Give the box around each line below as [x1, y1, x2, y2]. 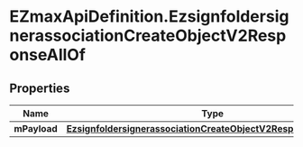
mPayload [14, 123, 59, 134]
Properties [9, 80, 70, 96]
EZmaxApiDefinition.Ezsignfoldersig [9, 6, 289, 27]
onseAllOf [9, 45, 86, 65]
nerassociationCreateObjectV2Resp [9, 25, 287, 46]
